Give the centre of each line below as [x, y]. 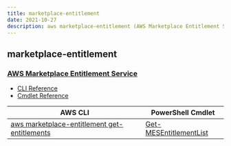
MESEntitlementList [177, 133]
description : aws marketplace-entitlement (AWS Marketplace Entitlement [113, 26]
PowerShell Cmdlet [183, 112]
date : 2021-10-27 [32, 20]
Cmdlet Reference [43, 96]
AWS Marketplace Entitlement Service [72, 73]
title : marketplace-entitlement [53, 13]
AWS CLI [75, 112]
